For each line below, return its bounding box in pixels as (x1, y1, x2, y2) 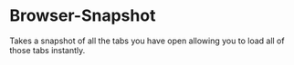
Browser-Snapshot (9, 5, 156, 26)
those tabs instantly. (9, 44, 86, 55)
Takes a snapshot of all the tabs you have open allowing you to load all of (9, 35, 285, 46)
